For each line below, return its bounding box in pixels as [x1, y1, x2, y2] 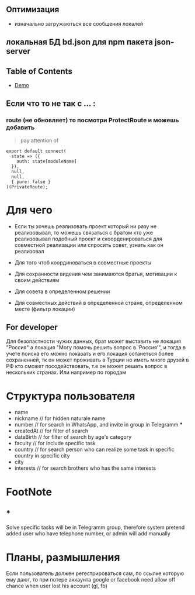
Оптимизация [6, 5, 60, 15]
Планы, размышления [6, 551, 120, 564]
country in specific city [14, 452, 70, 459]
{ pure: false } [11, 178, 51, 185]
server [6, 46, 31, 56]
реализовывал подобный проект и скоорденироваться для [14, 235, 162, 242]
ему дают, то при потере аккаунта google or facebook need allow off [6, 576, 176, 583]
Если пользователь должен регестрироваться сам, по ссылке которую [6, 570, 184, 577]
